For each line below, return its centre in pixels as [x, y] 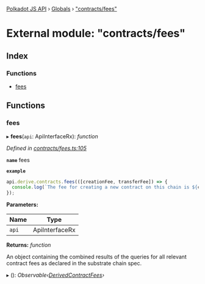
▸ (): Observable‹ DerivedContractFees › [56, 275]
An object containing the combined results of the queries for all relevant [97, 257]
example [16, 171]
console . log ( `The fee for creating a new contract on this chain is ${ [105, 187]
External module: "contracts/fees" [96, 34]
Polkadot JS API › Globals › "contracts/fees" [62, 9]
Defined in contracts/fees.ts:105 [47, 148]
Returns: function [29, 245]
